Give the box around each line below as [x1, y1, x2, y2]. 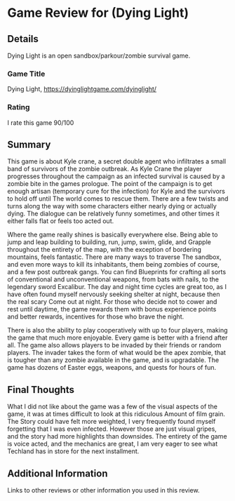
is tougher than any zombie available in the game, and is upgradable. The [7, 356, 220, 364]
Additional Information [7, 467, 108, 479]
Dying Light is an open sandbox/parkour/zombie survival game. [7, 51, 191, 60]
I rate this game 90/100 [7, 118, 74, 127]
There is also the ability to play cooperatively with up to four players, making [7, 326, 228, 335]
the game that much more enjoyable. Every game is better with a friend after [7, 333, 228, 342]
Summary [7, 138, 51, 150]
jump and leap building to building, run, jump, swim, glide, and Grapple [7, 238, 212, 246]
